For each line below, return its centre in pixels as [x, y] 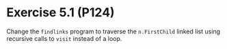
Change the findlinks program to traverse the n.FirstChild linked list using [113, 31]
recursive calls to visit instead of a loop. [64, 38]
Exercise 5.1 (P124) [61, 13]
